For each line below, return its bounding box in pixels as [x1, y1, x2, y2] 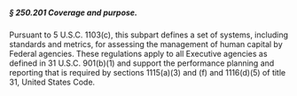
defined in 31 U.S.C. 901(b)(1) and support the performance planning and [9, 58, 275, 68]
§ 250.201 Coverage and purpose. [9, 7, 138, 18]
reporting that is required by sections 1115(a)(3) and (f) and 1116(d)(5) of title [9, 67, 286, 77]
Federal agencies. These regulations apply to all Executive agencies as [9, 48, 268, 59]
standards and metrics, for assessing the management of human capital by [9, 38, 284, 49]
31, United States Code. [9, 76, 96, 87]
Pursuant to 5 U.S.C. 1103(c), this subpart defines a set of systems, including [9, 29, 289, 40]
